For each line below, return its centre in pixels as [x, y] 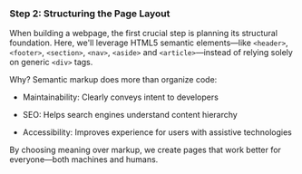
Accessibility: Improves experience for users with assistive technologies [157, 132]
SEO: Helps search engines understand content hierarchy [130, 115]
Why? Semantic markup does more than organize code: [113, 80]
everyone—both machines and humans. [84, 159]
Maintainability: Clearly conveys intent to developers [121, 97]
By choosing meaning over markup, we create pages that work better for [145, 150]
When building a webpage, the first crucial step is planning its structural [144, 34]
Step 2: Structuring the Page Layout [90, 14]
